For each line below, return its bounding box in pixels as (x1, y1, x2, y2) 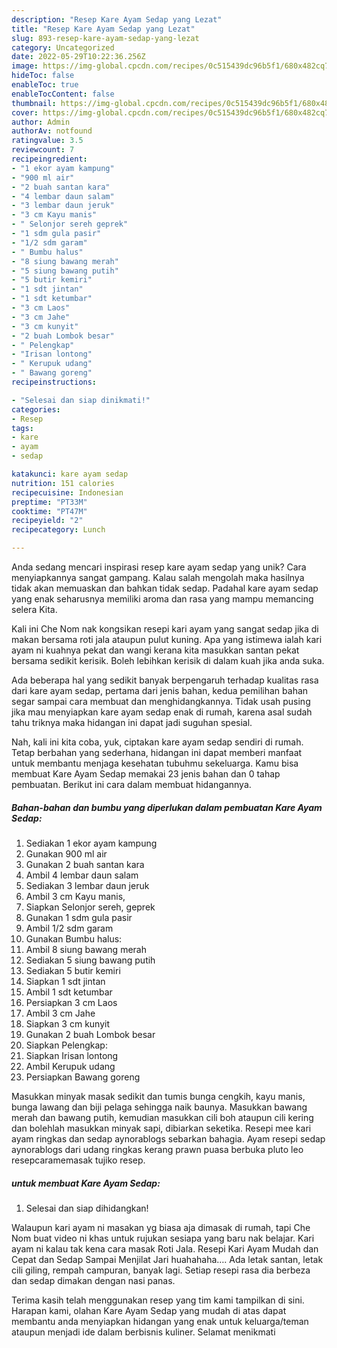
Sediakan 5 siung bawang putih (25, 954, 156, 966)
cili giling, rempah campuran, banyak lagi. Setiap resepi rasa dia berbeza (11, 1264, 311, 1276)
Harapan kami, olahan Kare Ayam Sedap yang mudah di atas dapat (11, 1304, 287, 1316)
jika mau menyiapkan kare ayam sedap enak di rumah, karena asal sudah (11, 706, 313, 718)
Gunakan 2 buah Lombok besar (25, 1028, 156, 1040)
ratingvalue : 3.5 (11, 136, 84, 146)
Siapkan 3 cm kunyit (25, 1017, 111, 1030)
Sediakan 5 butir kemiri (25, 964, 121, 976)
